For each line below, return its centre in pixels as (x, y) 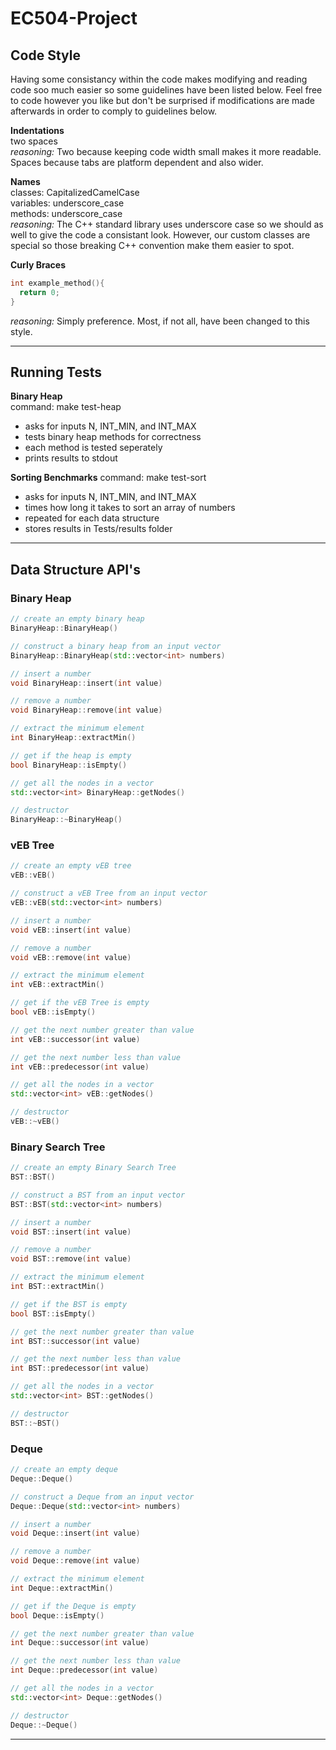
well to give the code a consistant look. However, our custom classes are (160, 235)
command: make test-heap (66, 407)
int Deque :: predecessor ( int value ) (84, 1670)
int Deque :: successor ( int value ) (80, 1643)
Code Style (45, 55)
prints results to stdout (71, 458)
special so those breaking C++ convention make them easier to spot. (152, 245)
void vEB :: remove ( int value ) (71, 957)
